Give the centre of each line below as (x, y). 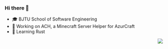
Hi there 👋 (17, 8)
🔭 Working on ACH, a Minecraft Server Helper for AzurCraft (73, 26)
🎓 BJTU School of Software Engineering (54, 19)
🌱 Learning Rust (29, 31)
